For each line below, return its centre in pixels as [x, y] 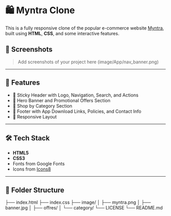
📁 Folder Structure [35, 190]
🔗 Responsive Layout [35, 116]
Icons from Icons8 [32, 169]
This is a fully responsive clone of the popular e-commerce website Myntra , [85, 28]
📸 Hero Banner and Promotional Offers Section [61, 100]
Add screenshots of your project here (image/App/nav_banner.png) [88, 62]
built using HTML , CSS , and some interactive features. [62, 33]
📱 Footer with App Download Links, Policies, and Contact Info [77, 111]
